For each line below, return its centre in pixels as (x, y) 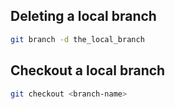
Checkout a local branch (88, 70)
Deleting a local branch (83, 16)
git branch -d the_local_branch (77, 39)
